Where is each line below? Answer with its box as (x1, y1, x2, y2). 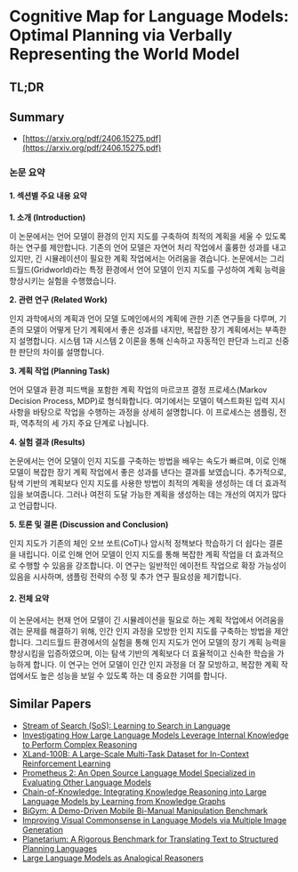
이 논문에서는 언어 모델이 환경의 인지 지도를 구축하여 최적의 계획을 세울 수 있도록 (9, 230, 287, 241)
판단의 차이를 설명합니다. (18, 346, 105, 357)
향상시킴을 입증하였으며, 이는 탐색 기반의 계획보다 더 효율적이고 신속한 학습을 (9, 648, 276, 658)
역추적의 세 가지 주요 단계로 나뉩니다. (20, 417, 149, 428)
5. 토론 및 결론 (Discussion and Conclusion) (9, 519, 169, 529)
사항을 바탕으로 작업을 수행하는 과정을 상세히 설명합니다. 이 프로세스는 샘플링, (9, 407, 278, 417)
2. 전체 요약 (9, 593, 50, 604)
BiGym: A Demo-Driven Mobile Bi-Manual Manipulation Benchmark (21, 805, 269, 816)
